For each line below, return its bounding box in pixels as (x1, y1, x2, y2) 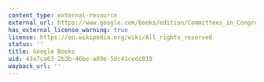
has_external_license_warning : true (8, 26, 128, 34)
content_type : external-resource (8, 11, 118, 20)
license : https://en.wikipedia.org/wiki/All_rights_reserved (8, 33, 213, 41)
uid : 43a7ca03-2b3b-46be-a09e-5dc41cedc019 (8, 55, 153, 63)
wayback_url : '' (8, 62, 61, 70)
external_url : (8, 19, 55, 27)
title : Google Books (8, 48, 76, 55)
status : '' (8, 41, 44, 48)
